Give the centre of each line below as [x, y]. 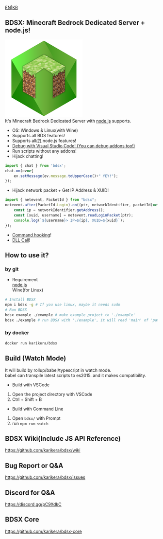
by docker [17, 332]
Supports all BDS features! [39, 135]
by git [12, 269]
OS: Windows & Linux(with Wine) [45, 130]
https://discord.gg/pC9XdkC [33, 504]
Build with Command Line [38, 409]
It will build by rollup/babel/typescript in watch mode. [58, 370]
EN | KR [12, 8]
